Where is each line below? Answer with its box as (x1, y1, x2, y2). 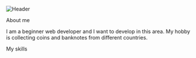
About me (6, 17, 30, 23)
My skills (6, 45, 28, 52)
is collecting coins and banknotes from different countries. (6, 34, 148, 41)
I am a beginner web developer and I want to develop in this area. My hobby (6, 28, 190, 35)
